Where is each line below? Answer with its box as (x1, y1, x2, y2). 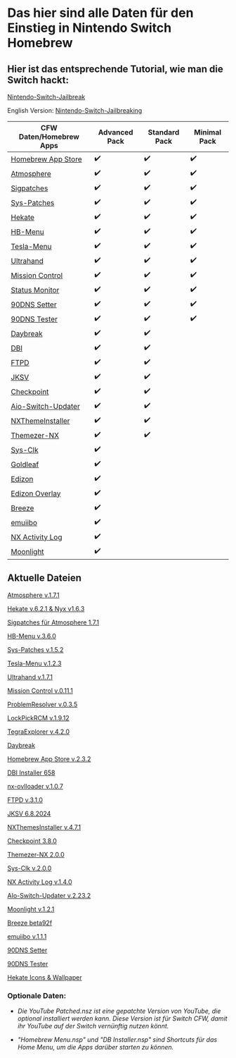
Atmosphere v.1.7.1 (7, 591, 60, 599)
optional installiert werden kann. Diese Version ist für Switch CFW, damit (17, 1014, 228, 1023)
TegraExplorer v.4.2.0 (7, 727, 70, 736)
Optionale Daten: (7, 990, 67, 1000)
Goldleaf (11, 460, 39, 469)
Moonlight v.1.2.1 (7, 904, 55, 914)
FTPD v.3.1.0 (7, 795, 44, 804)
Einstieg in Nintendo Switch (7, 20, 172, 36)
